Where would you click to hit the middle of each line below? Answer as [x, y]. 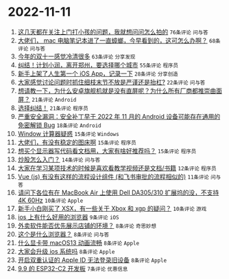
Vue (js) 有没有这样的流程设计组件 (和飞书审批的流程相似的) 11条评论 [113, 177]
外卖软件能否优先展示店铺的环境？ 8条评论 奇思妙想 [87, 225]
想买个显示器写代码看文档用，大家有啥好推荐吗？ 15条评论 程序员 [107, 150]
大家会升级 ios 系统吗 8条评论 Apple [66, 251]
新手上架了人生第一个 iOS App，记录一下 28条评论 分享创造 [98, 74]
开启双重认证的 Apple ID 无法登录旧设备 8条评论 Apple [92, 260]
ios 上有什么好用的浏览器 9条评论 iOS [68, 216]
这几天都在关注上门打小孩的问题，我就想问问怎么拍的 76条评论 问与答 [113, 32]
